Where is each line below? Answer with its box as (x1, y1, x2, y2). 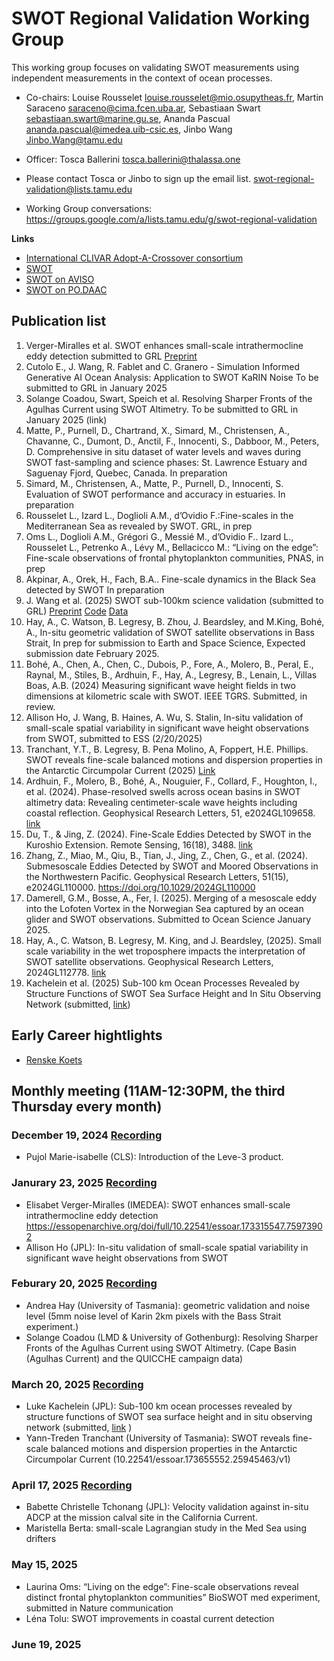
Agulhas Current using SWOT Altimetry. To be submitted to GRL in (25, 403, 299, 415)
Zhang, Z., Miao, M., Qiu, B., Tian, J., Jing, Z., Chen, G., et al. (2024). (25, 849, 309, 861)
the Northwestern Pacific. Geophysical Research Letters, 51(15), (25, 870, 289, 882)
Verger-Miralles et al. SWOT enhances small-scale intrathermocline (25, 339, 304, 351)
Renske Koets (25, 1053, 83, 1066)
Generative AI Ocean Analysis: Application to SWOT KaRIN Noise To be (25, 371, 319, 383)
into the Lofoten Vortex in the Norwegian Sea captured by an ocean (25, 902, 304, 914)
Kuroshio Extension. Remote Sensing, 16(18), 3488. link (25, 838, 253, 851)
